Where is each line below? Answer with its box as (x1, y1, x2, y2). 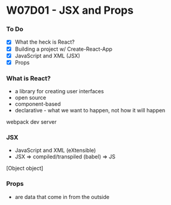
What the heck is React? (14, 38, 75, 45)
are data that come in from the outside (14, 193, 109, 200)
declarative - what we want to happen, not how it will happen (14, 107, 166, 114)
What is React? (6, 74, 51, 82)
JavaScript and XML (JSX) (14, 52, 81, 59)
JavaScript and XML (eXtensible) (14, 147, 96, 154)
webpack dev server (6, 118, 57, 126)
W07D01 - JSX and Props (6, 4, 134, 17)
